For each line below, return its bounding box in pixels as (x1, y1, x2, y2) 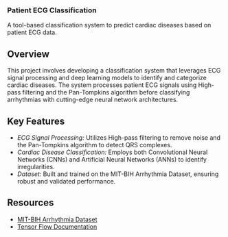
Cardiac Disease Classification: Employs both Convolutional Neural (16, 148, 208, 156)
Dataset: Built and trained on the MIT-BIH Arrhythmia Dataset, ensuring (16, 170, 219, 178)
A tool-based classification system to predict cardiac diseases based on (7, 21, 212, 29)
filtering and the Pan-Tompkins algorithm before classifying (22, 88, 190, 97)
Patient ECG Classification (7, 5, 98, 15)
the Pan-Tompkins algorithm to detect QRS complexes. (16, 140, 172, 149)
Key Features (7, 115, 65, 127)
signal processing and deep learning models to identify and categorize (7, 74, 207, 82)
